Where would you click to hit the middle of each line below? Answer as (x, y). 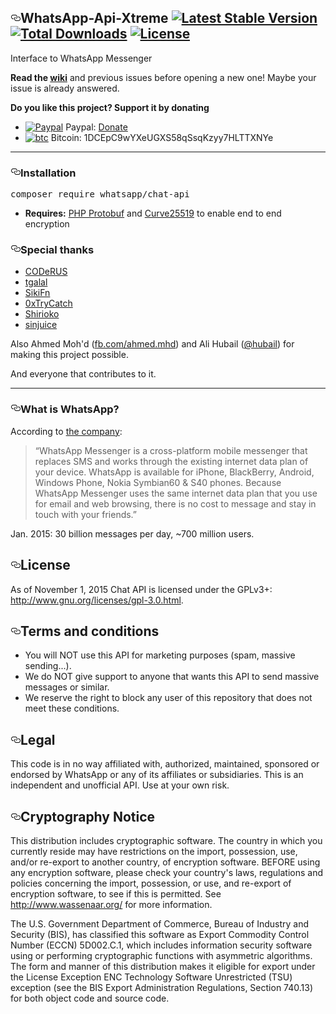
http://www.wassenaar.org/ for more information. (111, 904)
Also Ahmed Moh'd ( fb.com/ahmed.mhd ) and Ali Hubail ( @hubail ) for (152, 344)
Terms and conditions (90, 631)
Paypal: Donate (96, 127)
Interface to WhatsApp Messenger (81, 58)
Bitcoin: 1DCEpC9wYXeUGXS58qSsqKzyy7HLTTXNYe (162, 137)
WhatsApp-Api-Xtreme (94, 18)
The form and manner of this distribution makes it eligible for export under (163, 966)
